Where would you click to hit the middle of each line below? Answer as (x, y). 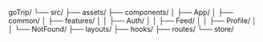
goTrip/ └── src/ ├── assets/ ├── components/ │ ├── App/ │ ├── (121, 12)
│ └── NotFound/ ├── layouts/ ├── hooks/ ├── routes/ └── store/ (121, 29)
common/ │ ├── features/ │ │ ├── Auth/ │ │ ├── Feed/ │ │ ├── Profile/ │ (133, 21)
